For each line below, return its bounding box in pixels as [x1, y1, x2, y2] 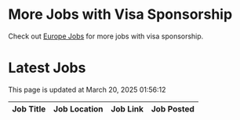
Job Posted [151, 104, 195, 115]
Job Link [111, 104, 144, 115]
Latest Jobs [8, 59, 86, 77]
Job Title [12, 104, 46, 115]
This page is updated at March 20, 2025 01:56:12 [8, 85, 166, 94]
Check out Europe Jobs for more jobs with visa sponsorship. [8, 31, 204, 41]
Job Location [53, 104, 104, 115]
